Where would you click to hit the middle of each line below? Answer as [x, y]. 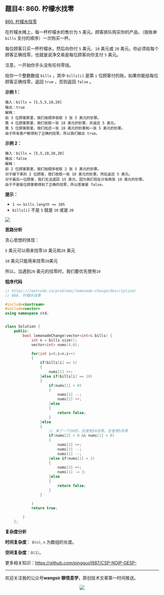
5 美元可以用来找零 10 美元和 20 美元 [40, 250]
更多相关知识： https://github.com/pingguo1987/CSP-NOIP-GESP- [71, 563]
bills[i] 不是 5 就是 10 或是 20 [43, 210]
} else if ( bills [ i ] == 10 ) [66, 376]
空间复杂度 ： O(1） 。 [24, 552]
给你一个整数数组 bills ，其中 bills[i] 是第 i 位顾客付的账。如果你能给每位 [82, 75]
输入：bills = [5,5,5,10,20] [34, 102]
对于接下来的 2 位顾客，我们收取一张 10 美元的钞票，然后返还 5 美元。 [69, 174]
